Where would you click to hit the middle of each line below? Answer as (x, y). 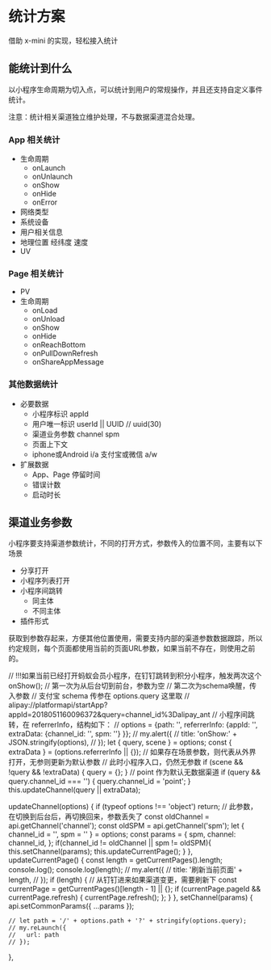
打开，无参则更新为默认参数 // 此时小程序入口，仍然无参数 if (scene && (126, 762)
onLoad (45, 310)
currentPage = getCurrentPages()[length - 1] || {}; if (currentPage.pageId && (135, 889)
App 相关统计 (34, 140)
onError (45, 202)
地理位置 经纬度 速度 (54, 242)
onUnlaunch (52, 177)
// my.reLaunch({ (38, 928)
